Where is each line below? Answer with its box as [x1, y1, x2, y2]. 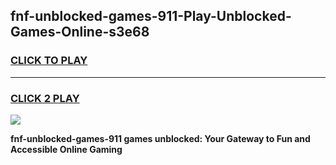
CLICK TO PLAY [10, 54, 88, 68]
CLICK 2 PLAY [10, 91, 80, 105]
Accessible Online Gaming [10, 143, 123, 155]
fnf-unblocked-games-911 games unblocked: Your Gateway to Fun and [10, 132, 311, 144]
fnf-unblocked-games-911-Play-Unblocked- [10, 8, 292, 25]
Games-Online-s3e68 [10, 24, 150, 41]
